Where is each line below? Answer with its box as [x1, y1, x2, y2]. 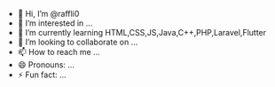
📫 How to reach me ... [17, 47, 100, 57]
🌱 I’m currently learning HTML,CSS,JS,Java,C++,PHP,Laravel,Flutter [17, 28, 267, 37]
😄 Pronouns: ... [17, 59, 75, 70]
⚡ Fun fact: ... [17, 69, 67, 80]
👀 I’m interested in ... [17, 18, 93, 28]
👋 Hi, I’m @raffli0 [17, 9, 80, 19]
